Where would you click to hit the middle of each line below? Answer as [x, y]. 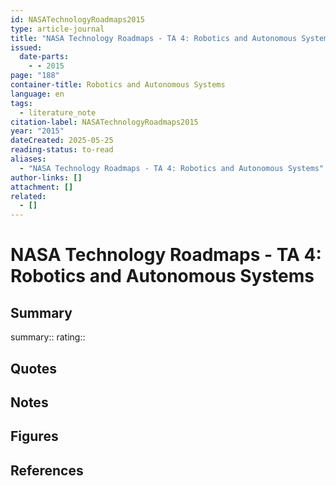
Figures [34, 436]
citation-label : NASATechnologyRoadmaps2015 [104, 122]
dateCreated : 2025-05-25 [62, 141]
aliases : [28, 159]
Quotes [34, 368]
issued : [26, 47]
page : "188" [35, 76]
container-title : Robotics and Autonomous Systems [118, 85]
